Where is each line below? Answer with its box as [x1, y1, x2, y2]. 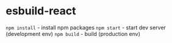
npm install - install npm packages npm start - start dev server [5, 24, 166, 31]
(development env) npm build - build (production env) [5, 30, 141, 37]
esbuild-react [5, 4, 77, 18]
